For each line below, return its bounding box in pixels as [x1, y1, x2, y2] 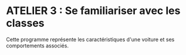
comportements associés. [6, 42, 69, 49]
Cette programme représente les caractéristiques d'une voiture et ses [6, 36, 175, 43]
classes [6, 16, 45, 30]
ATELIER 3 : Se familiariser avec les [6, 4, 181, 18]
